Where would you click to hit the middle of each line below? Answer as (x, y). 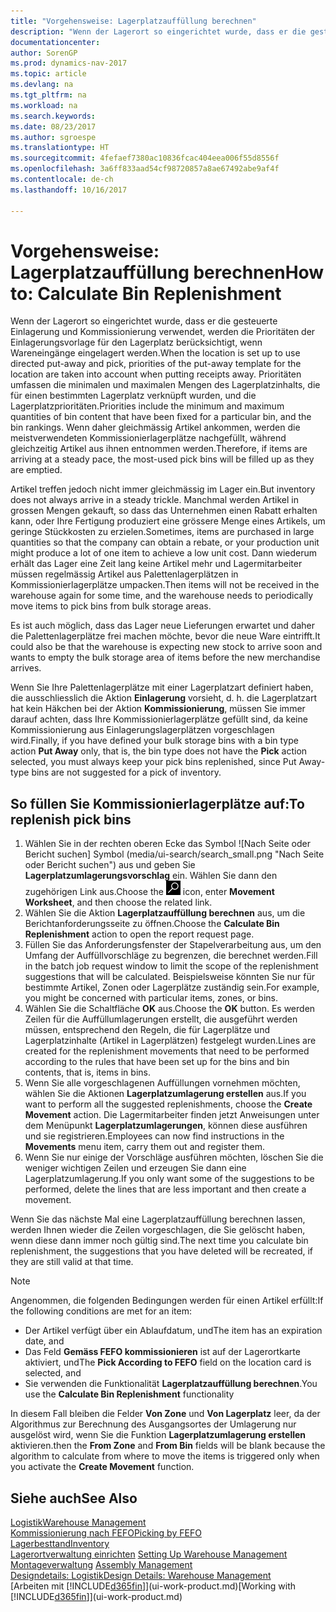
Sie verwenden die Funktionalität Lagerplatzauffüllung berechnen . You (171, 1384)
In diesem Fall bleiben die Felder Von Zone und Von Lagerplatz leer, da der (165, 1414)
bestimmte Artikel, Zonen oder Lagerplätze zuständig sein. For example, (172, 987)
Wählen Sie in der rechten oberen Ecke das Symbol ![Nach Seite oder (167, 844)
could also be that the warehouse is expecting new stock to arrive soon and (166, 647)
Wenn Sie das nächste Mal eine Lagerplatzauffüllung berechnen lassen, (158, 1219)
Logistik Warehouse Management (78, 1522)
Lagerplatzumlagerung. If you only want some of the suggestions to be (169, 1179)
